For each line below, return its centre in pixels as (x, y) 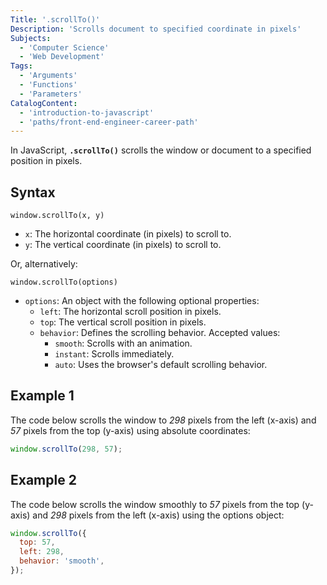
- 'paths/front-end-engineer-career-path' (109, 122)
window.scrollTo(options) (64, 282)
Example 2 (43, 480)
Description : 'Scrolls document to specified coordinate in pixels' (156, 29)
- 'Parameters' (51, 94)
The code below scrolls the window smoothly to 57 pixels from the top (155, 504)
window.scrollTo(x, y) (57, 216)
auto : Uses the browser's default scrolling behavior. (161, 365)
